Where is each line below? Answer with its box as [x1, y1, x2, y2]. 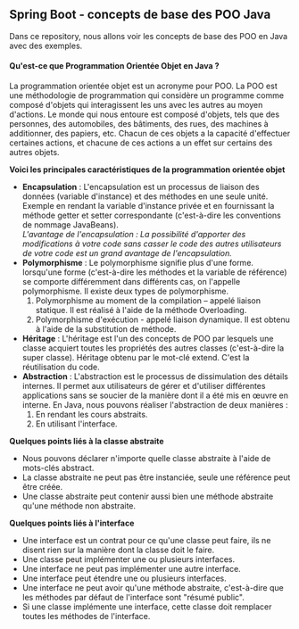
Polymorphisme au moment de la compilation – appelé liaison [35, 295, 262, 306]
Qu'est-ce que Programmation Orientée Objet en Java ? [9, 61, 220, 71]
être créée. [21, 482, 63, 492]
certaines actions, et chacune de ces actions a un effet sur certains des [9, 137, 273, 148]
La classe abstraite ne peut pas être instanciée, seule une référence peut [21, 472, 291, 483]
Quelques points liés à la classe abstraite [9, 436, 164, 447]
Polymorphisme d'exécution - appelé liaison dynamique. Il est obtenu [35, 314, 290, 325]
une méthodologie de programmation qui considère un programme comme [9, 90, 284, 101]
